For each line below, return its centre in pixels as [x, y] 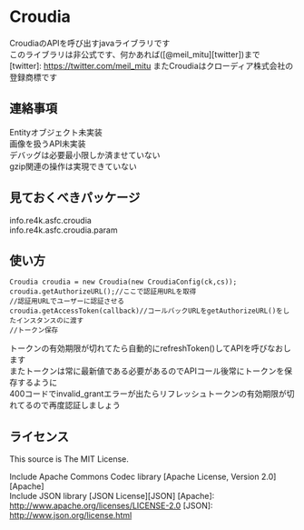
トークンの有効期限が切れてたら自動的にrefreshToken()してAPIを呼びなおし [151, 348]
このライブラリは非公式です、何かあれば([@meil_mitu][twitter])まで [135, 54]
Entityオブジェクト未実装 [56, 132]
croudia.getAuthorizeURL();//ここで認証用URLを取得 [103, 292]
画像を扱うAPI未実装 [48, 144]
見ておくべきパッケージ [75, 198]
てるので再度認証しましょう [69, 405]
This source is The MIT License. [69, 459]
